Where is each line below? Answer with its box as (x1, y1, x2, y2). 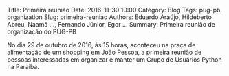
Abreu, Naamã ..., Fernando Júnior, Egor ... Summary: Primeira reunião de (7, 21, 215, 28)
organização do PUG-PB (7, 27, 77, 36)
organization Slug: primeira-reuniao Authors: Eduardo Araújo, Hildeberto (7, 13, 212, 21)
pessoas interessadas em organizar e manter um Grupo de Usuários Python (7, 55, 222, 64)
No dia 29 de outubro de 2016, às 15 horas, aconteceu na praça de (7, 41, 196, 49)
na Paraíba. (7, 63, 39, 71)
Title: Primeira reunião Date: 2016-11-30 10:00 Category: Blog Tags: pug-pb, (7, 6, 222, 14)
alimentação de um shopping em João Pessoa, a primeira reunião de (7, 48, 202, 56)
